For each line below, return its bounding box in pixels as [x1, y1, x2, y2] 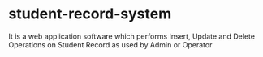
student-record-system [8, 5, 172, 23]
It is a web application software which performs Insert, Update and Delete [8, 31, 256, 41]
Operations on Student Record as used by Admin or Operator [8, 39, 213, 49]
